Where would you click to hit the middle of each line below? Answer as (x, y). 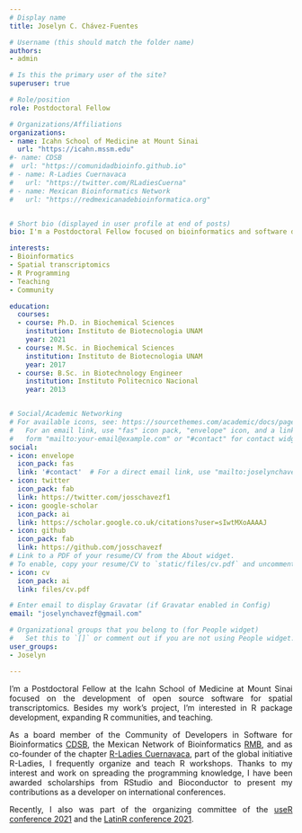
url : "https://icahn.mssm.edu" (76, 149)
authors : (26, 50)
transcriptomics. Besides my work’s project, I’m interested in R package (151, 707)
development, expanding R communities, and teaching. (111, 717)
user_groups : (34, 647)
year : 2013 (46, 390)
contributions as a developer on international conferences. (118, 792)
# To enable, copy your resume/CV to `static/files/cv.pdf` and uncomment (152, 564)
